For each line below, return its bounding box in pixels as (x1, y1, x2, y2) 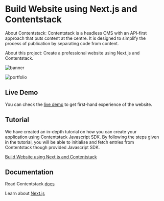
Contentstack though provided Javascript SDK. (5, 144, 100, 150)
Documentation (5, 168, 54, 176)
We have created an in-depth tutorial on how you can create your (5, 128, 137, 134)
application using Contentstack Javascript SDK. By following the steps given (5, 134, 159, 140)
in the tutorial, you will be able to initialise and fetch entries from (5, 139, 134, 145)
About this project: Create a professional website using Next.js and (5, 50, 140, 56)
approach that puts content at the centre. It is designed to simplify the (5, 35, 146, 41)
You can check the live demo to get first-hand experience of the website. (5, 101, 153, 107)
